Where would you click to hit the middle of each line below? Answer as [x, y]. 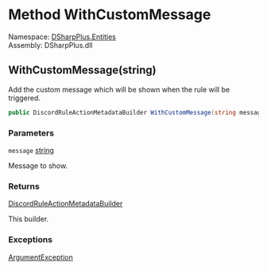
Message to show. [38, 166]
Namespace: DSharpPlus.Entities [62, 37]
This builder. [29, 219]
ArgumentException [41, 257]
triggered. [25, 98]
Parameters [31, 133]
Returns [24, 186]
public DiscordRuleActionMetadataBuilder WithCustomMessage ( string [122, 112]
